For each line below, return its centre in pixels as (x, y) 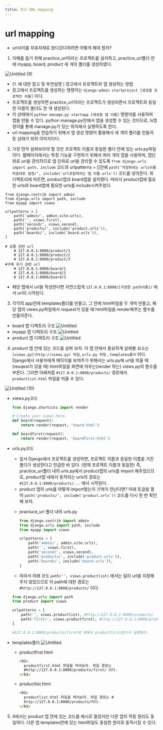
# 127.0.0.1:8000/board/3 (40, 277)
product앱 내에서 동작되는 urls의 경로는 (63, 477)
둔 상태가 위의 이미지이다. (36, 139)
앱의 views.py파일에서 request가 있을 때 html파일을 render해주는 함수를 (86, 309)
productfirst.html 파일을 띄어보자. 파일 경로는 (67, 666)
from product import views (39, 601)
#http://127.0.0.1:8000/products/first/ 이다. (71, 670)
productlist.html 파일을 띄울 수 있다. (48, 378)
